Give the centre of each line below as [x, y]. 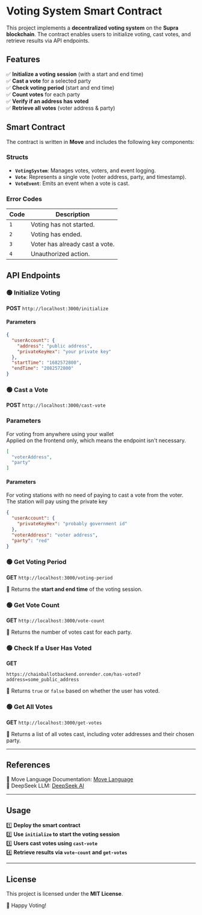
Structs [17, 157]
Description [73, 214]
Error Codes [24, 199]
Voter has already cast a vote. [73, 244]
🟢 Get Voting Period [36, 562]
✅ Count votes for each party [43, 94]
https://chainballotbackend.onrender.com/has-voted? [74, 675]
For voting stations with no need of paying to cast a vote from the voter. [95, 495]
